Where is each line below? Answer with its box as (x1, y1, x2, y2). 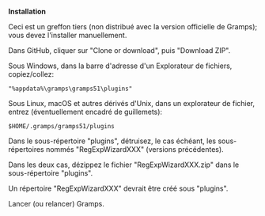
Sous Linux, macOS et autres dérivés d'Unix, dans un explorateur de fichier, (8, 99, 256, 108)
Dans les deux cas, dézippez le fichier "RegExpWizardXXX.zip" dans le (8, 160, 240, 169)
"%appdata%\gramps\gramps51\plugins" (8, 85, 133, 93)
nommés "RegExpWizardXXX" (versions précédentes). (46, 145, 224, 153)
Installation (8, 7, 46, 16)
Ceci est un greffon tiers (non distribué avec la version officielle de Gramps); (8, 22, 258, 31)
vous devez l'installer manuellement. (8, 31, 127, 40)
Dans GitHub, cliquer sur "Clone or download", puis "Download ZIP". (8, 46, 231, 55)
